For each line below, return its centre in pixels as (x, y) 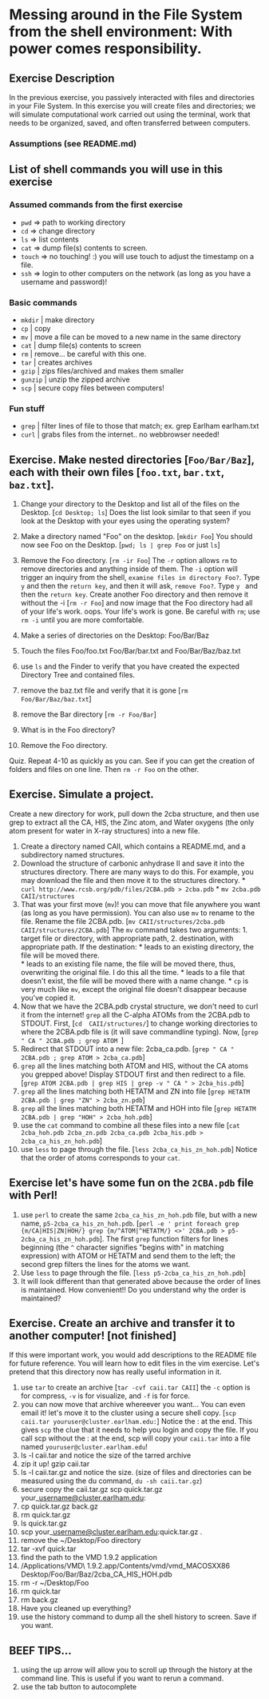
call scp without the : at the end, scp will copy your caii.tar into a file (135, 1438)
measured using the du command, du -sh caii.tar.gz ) (111, 1481)
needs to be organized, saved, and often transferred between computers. (130, 123)
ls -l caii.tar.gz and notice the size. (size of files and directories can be (136, 1473)
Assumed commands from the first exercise (96, 205)
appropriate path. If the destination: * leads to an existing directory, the (137, 946)
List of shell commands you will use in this (116, 170)
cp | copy (36, 328)
